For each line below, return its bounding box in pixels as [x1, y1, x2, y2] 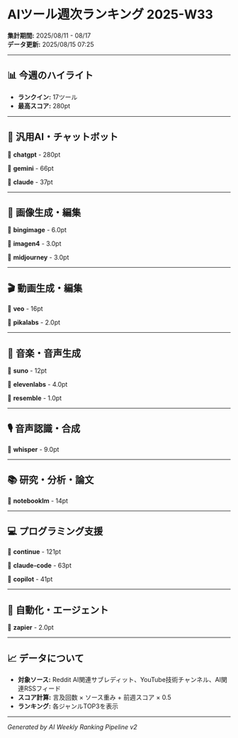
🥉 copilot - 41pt [7, 575, 53, 584]
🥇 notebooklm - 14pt [7, 496, 69, 505]
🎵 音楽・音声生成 [7, 347, 81, 359]
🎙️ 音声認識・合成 [7, 423, 81, 435]
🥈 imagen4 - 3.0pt [7, 239, 62, 248]
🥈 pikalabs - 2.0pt [7, 318, 61, 327]
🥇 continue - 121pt [7, 547, 62, 556]
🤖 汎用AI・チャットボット [7, 131, 119, 143]
